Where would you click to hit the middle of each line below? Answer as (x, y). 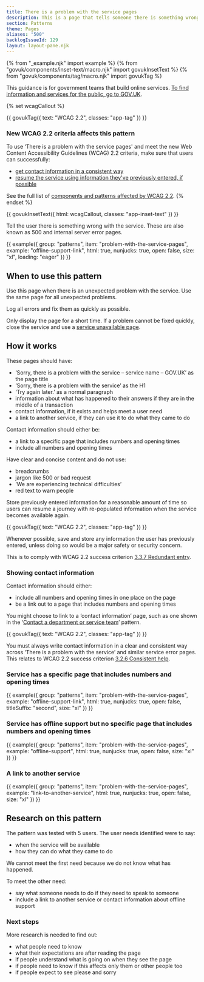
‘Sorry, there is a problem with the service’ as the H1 (80, 385)
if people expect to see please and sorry (66, 972)
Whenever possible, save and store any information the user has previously (100, 538)
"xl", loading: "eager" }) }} (39, 257)
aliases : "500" (25, 35)
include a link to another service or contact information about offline (100, 899)
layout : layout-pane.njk (38, 46)
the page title (32, 379)
